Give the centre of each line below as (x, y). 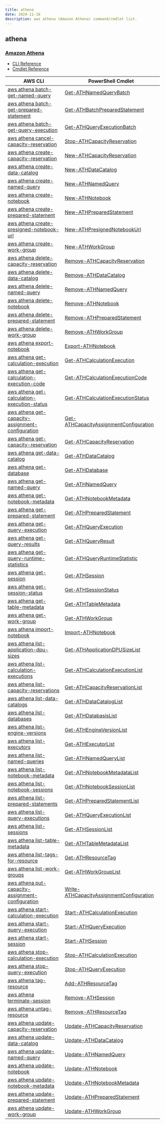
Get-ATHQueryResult (89, 541)
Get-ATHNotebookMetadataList (102, 773)
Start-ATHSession (86, 941)
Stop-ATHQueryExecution (95, 969)
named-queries (26, 762)
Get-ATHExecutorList (90, 744)
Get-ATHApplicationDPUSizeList (103, 650)
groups (16, 875)
